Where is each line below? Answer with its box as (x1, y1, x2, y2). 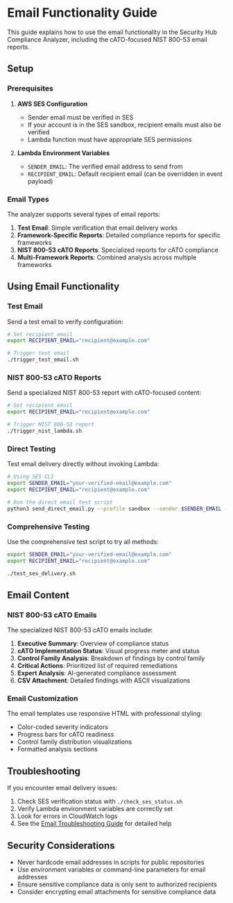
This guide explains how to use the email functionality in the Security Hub (7, 28, 217, 36)
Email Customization (7, 694, 78, 703)
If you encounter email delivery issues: (7, 784, 118, 792)
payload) (27, 177, 53, 185)
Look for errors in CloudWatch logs (17, 812, 118, 820)
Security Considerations (7, 840, 116, 852)
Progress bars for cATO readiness (17, 730, 114, 739)
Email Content (7, 589, 69, 601)
